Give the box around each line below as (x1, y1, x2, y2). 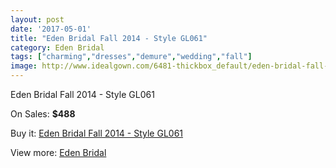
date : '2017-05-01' (10, 24, 92, 34)
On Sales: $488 (10, 108, 76, 120)
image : (10, 61, 38, 71)
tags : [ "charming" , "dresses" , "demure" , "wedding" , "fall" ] (10, 52, 253, 62)
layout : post (10, 14, 65, 25)
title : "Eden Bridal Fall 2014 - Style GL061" (10, 33, 208, 43)
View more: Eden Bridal (10, 147, 107, 158)
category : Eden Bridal (10, 42, 105, 53)
